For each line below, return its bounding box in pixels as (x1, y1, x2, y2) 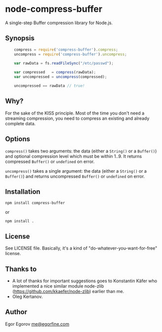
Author (5, 308, 27, 316)
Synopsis (5, 34, 35, 42)
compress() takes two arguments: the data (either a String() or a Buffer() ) (5, 148, 157, 154)
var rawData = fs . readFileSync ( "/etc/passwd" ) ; (14, 61, 114, 66)
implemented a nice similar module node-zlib (12, 283, 104, 289)
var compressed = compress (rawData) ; (14, 70, 96, 75)
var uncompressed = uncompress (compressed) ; (14, 74, 107, 79)
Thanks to (5, 265, 37, 273)
